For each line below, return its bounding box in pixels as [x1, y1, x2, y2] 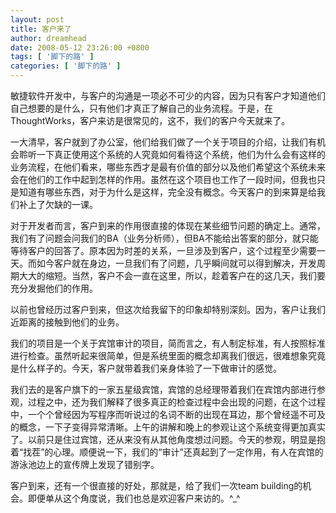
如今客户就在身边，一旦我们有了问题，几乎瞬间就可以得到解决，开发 [36, 257, 317, 269]
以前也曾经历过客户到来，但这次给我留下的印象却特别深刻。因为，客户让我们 [10, 304, 326, 315]
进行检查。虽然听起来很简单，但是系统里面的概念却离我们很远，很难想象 [10, 350, 308, 361]
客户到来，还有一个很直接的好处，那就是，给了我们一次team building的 [10, 480, 303, 491]
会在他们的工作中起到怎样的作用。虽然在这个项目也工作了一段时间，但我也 [10, 174, 317, 185]
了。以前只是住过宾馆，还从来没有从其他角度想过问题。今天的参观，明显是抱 [10, 434, 326, 445]
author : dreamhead [10, 33, 87, 43]
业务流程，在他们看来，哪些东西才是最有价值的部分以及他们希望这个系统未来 [10, 161, 326, 173]
